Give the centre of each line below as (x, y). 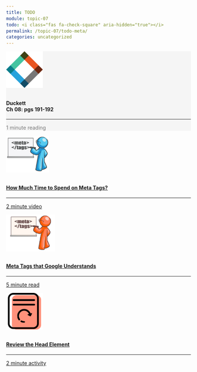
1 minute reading (26, 128)
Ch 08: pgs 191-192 (30, 109)
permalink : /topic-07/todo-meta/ (47, 31)
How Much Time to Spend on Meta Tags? (57, 187)
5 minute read (23, 285)
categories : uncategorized (39, 37)
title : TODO (21, 12)
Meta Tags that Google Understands (51, 266)
